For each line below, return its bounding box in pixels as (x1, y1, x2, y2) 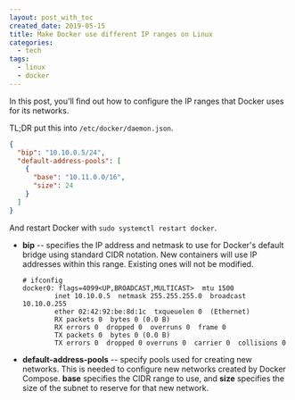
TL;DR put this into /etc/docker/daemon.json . (9, 122, 174, 133)
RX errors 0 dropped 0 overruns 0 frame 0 (54, 322, 226, 331)
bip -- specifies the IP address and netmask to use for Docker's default (21, 239, 284, 250)
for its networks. (9, 104, 70, 116)
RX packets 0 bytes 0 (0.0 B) (54, 314, 171, 324)
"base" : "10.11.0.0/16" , (32, 173, 126, 182)
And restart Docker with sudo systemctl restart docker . (9, 222, 217, 233)
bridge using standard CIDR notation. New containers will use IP (21, 249, 258, 260)
